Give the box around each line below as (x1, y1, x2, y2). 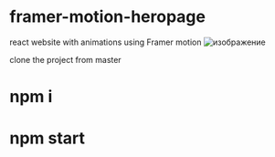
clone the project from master (9, 54, 122, 65)
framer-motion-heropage (9, 6, 206, 27)
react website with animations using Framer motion (9, 37, 202, 47)
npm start (9, 128, 85, 149)
